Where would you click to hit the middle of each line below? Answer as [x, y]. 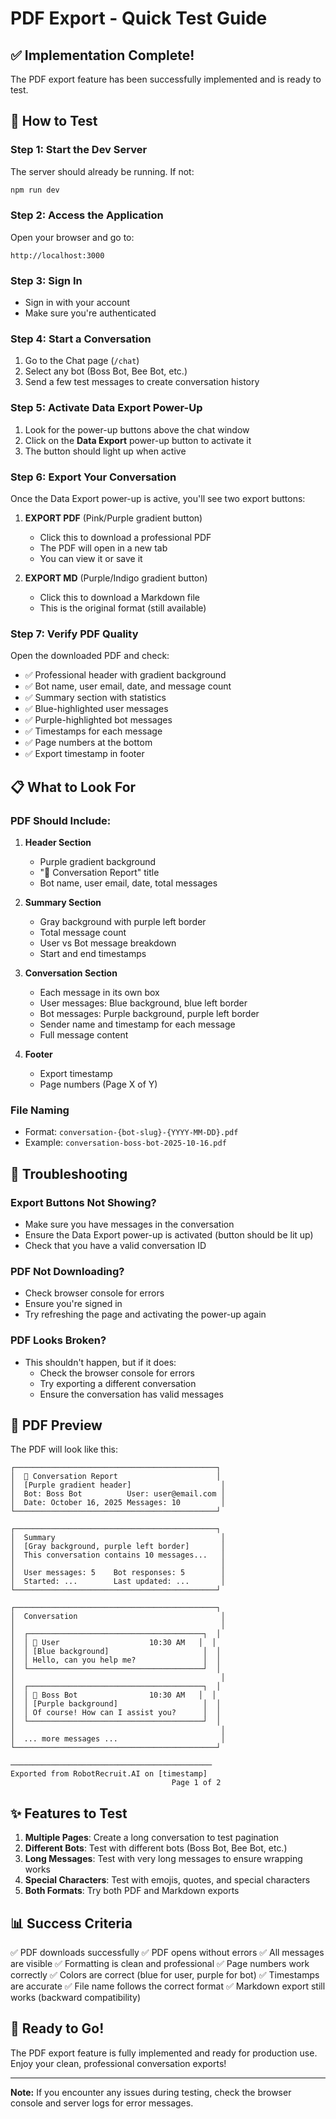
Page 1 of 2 [196, 1783]
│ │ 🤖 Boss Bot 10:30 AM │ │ [113, 1695]
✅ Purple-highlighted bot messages [98, 720]
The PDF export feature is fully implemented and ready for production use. [164, 2053]
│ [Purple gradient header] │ [118, 1485]
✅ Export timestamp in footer [84, 754]
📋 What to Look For [73, 787]
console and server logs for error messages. [102, 2103]
